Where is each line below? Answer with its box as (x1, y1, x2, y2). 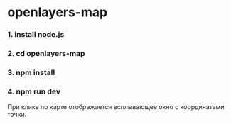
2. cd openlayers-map (7, 49, 85, 59)
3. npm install (7, 67, 55, 77)
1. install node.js (7, 30, 65, 40)
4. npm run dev (7, 86, 61, 96)
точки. (7, 111, 27, 119)
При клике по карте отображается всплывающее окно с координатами (7, 103, 225, 111)
